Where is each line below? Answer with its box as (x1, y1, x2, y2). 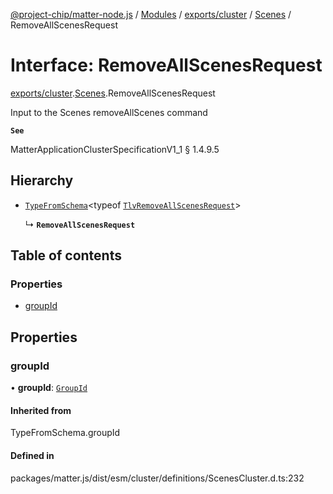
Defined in (10, 449, 55, 461)
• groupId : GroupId (10, 382, 88, 394)
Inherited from (10, 404, 72, 416)
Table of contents (10, 247, 122, 264)
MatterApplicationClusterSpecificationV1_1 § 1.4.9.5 (10, 143, 220, 155)
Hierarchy (10, 172, 74, 189)
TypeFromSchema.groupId (10, 427, 121, 439)
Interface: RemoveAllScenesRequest (10, 54, 323, 77)
